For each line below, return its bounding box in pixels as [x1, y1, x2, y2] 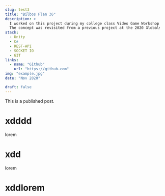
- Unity [9, 35, 26, 40]
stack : [5, 30, 19, 35]
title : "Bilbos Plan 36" [5, 12, 56, 17]
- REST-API [9, 44, 32, 49]
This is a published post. [5, 98, 55, 104]
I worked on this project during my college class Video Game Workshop [9, 21, 160, 26]
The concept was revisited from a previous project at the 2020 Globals [9, 26, 162, 30]
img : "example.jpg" [5, 71, 45, 76]
